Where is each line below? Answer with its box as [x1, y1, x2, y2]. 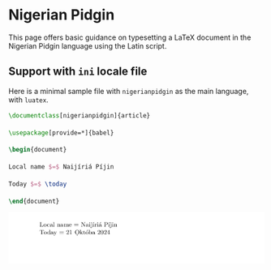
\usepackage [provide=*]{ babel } [8, 128, 114, 137]
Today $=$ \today [8, 180, 67, 188]
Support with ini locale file [8, 65, 148, 79]
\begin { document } [8, 146, 67, 154]
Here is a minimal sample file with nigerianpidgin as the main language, [8, 86, 249, 96]
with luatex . [8, 95, 49, 105]
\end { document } [8, 197, 60, 205]
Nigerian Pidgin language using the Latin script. [8, 41, 167, 50]
